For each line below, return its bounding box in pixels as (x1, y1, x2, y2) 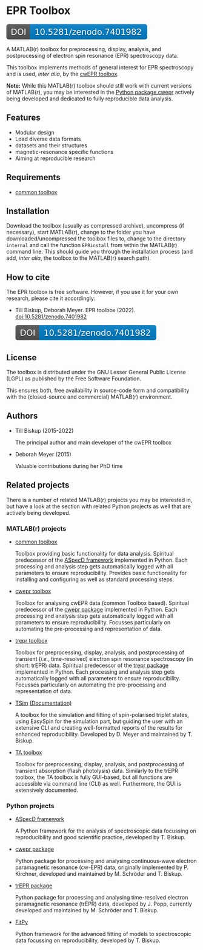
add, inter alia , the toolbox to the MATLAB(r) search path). (6, 254, 151, 262)
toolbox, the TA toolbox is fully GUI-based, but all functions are (15, 774, 173, 781)
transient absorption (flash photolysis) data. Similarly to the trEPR (15, 767, 179, 774)
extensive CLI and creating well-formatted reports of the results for (15, 724, 183, 731)
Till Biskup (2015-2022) (15, 427, 74, 434)
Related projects (6, 480, 70, 491)
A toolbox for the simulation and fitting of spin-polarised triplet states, (15, 711, 189, 718)
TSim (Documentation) (15, 699, 72, 707)
